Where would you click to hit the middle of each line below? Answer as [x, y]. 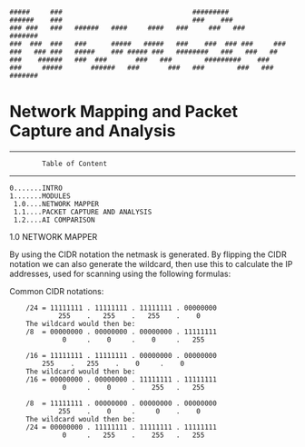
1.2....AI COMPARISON [54, 220]
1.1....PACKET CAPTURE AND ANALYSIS [83, 212]
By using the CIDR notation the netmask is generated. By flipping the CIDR [148, 254]
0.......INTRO [36, 188]
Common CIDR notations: [57, 291]
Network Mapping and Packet [124, 112]
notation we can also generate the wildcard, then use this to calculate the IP [151, 263]
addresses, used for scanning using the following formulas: [120, 273]
